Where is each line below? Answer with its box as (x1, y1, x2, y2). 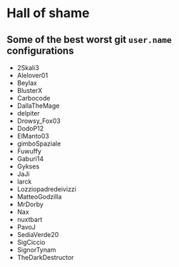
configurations (6, 44, 74, 56)
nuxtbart (16, 216, 43, 223)
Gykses (16, 162, 40, 171)
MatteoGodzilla (16, 193, 62, 201)
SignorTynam (16, 246, 56, 254)
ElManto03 (16, 132, 49, 140)
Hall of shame (6, 5, 90, 21)
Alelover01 (16, 71, 48, 79)
